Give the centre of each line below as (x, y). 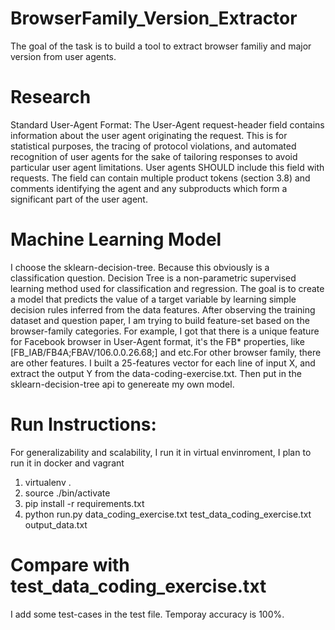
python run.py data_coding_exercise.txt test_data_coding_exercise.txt (168, 514)
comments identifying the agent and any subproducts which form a (149, 188)
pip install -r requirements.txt (84, 503)
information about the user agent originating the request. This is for (149, 135)
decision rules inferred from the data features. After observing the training (163, 309)
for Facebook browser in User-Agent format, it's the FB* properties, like (157, 341)
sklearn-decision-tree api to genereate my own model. (122, 384)
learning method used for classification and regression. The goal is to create (167, 288)
